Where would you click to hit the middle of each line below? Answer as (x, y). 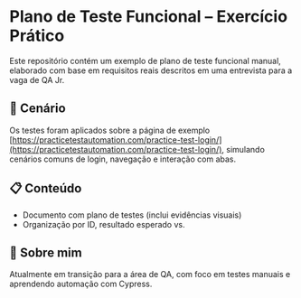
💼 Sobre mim (46, 252)
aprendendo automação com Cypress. (81, 284)
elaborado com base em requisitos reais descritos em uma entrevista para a (151, 70)
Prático (37, 36)
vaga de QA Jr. (37, 79)
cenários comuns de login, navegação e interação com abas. (123, 159)
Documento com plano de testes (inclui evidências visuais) (132, 215)
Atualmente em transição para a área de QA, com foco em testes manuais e (150, 275)
